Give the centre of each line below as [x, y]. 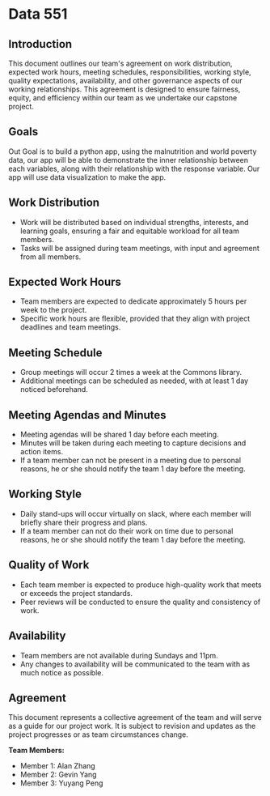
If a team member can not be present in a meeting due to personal [130, 460]
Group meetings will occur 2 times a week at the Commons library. [131, 372]
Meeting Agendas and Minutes [88, 415]
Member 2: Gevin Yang [58, 775]
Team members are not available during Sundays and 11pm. [119, 655]
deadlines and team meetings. [70, 327]
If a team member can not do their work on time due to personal [127, 530]
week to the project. [53, 310]
